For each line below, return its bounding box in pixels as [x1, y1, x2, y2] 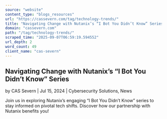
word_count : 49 [5, 44, 37, 49]
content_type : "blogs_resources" [5, 12, 75, 17]
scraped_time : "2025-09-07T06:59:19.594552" [5, 35, 99, 40]
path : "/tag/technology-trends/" [5, 30, 75, 35]
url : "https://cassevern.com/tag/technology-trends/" [5, 16, 119, 21]
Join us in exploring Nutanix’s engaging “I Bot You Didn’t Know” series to [5, 98, 154, 104]
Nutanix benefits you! [5, 108, 49, 114]
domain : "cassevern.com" [5, 26, 57, 31]
